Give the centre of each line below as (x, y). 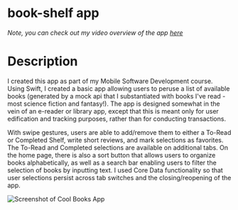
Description (43, 61)
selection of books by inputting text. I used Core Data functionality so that (115, 170)
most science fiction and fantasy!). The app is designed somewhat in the (114, 104)
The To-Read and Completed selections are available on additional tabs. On (118, 148)
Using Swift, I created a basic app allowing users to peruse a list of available (119, 88)
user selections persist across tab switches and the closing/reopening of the (119, 177)
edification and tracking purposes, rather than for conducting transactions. (117, 118)
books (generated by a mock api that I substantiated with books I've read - (117, 96)
